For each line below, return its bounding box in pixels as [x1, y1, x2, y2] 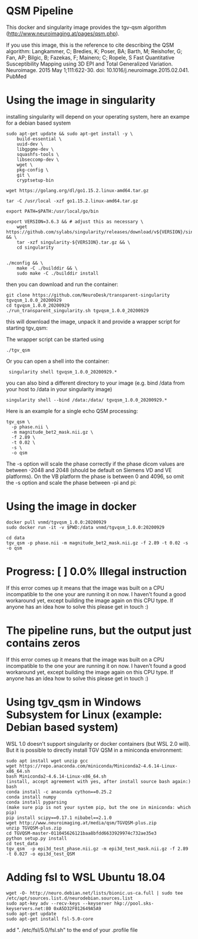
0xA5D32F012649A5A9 [53, 905, 101, 911]
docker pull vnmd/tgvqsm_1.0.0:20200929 [6, 519, 107, 525]
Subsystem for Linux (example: [6, 708, 163, 722]
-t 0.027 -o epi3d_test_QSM [6, 851, 75, 857]
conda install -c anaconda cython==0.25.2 [6, 789, 112, 795]
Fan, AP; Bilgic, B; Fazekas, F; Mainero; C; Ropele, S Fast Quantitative [6, 54, 175, 61]
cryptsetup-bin [16, 177, 54, 183]
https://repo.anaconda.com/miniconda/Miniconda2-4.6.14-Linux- [19, 763, 178, 769]
